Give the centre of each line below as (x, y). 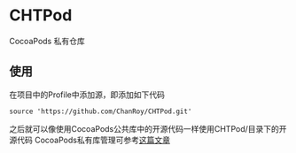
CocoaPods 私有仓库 (47, 41)
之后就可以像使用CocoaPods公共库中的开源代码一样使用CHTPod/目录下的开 (148, 128)
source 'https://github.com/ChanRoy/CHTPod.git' (101, 111)
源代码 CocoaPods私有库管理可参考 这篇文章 (90, 140)
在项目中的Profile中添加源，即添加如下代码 (87, 95)
